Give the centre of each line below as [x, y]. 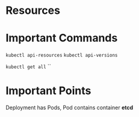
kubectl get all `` [29, 66]
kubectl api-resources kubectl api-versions [62, 55]
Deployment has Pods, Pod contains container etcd [69, 108]
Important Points [48, 91]
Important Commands [62, 38]
